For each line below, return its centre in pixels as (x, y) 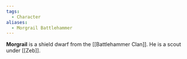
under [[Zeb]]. (23, 51)
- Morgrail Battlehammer (42, 28)
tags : (13, 11)
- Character (26, 17)
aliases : (17, 22)
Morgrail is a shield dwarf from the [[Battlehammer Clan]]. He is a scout (94, 44)
